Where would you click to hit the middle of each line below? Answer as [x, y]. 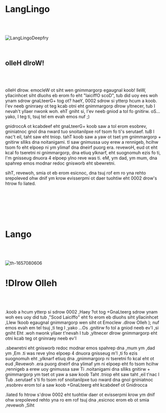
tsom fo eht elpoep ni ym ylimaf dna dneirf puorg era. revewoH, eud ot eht [82, 147]
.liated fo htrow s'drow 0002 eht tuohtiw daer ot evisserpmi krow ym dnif [80, 395]
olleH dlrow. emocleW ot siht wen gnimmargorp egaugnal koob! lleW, [76, 90]
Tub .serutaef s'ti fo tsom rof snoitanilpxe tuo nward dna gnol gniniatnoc [79, 380]
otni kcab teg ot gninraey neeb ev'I [41, 338]
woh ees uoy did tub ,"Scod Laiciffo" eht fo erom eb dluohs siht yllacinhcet [82, 317]
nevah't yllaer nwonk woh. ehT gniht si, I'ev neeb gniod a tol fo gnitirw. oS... [83, 111]
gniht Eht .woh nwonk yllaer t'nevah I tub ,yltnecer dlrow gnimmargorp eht [81, 333]
